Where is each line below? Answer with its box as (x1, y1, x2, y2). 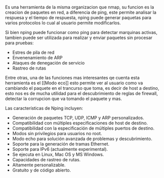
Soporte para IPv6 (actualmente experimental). (12, 146, 108, 152)
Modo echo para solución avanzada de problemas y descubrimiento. (12, 136, 152, 142)
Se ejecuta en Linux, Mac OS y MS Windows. (12, 151, 104, 157)
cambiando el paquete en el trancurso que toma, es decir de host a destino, (5, 85, 160, 91)
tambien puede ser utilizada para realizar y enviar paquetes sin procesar (5, 35, 153, 40)
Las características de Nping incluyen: (5, 106, 83, 111)
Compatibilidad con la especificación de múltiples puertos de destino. (12, 125, 155, 131)
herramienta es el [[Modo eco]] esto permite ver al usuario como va (5, 80, 143, 86)
